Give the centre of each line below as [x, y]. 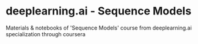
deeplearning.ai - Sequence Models [99, 11]
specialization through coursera [46, 34]
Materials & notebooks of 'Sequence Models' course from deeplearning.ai [99, 28]
